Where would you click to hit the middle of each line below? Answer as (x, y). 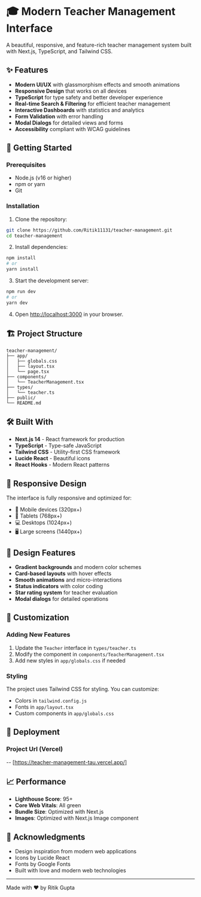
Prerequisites (26, 165)
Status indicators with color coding (59, 586)
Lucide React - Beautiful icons (53, 458)
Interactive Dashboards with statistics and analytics (80, 110)
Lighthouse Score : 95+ (44, 799)
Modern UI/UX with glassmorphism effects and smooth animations (97, 84)
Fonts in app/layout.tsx (44, 707)
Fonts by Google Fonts (42, 864)
